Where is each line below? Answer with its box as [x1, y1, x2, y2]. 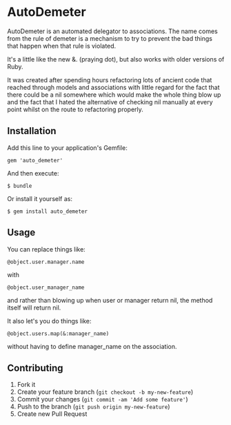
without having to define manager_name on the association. [7, 342, 177, 350]
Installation [7, 125, 57, 137]
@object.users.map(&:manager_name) [7, 330, 110, 337]
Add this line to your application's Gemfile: [7, 143, 128, 152]
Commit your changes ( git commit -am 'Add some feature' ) [17, 395, 188, 404]
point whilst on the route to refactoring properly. [7, 105, 143, 113]
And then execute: [7, 169, 59, 177]
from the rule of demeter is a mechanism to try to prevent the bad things [7, 34, 212, 42]
